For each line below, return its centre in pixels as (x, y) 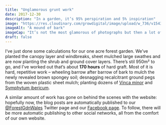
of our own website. (25, 118)
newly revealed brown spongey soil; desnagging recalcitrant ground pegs (80, 77)
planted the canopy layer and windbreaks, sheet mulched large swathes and (83, 56)
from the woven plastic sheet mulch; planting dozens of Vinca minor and (79, 82)
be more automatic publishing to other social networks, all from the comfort (82, 113)
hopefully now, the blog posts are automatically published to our (70, 102)
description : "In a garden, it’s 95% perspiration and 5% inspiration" (80, 19)
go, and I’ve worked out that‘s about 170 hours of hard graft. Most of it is (79, 66)
